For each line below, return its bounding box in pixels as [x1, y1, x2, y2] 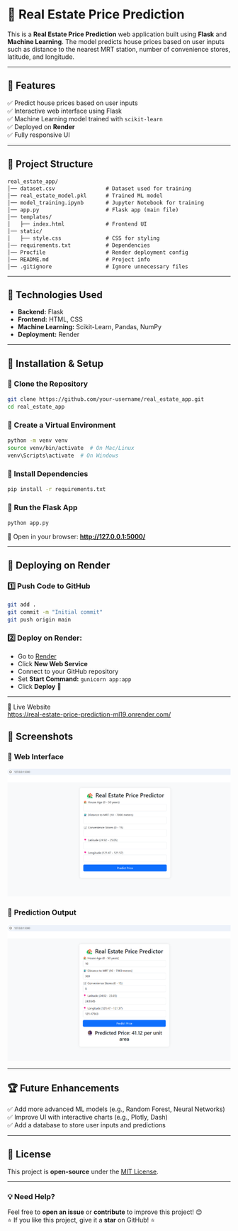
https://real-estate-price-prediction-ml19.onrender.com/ [7, 710, 171, 719]
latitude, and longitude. [7, 53, 75, 61]
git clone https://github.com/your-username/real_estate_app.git [7, 396, 204, 403]
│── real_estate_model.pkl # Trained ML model [7, 192, 163, 199]
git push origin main [7, 616, 72, 623]
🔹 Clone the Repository [7, 379, 89, 389]
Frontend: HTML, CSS [17, 315, 84, 324]
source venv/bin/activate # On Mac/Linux [7, 444, 135, 451]
